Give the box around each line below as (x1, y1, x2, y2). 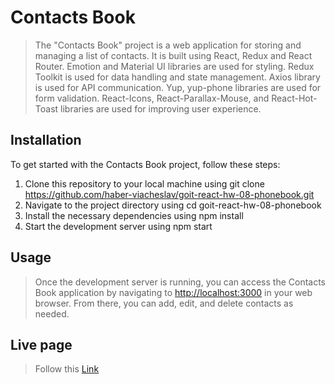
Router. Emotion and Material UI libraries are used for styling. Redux (34, 60, 315, 72)
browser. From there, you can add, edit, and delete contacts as (34, 297, 294, 309)
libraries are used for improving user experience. (60, 102, 262, 115)
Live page (10, 336, 73, 353)
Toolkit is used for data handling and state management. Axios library (34, 71, 321, 83)
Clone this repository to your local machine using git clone (24, 177, 265, 190)
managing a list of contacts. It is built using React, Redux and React (34, 49, 313, 61)
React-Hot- (271, 92, 318, 104)
